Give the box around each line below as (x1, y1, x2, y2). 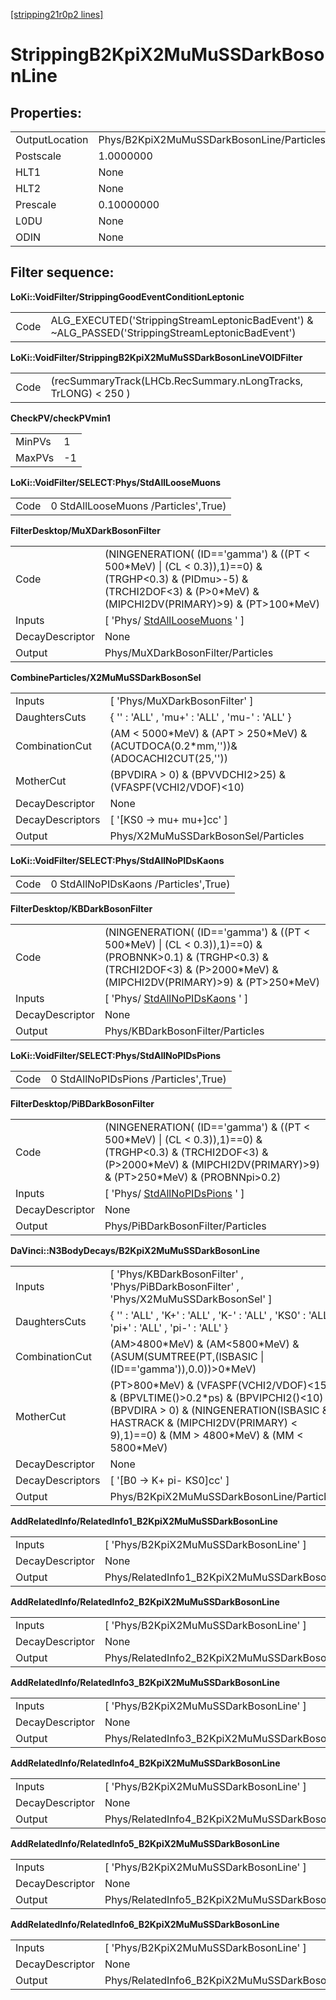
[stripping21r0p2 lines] (10, 9, 104, 20)
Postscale (15, 149, 62, 163)
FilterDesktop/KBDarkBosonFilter (10, 902, 153, 914)
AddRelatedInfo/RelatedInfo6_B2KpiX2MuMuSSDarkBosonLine (10, 1918, 280, 1930)
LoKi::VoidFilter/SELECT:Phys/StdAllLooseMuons (10, 476, 222, 488)
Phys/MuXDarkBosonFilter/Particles (104, 645, 274, 659)
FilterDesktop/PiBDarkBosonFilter (10, 1097, 155, 1109)
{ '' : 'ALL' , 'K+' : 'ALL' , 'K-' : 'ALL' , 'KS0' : (109, 1308, 307, 1322)
